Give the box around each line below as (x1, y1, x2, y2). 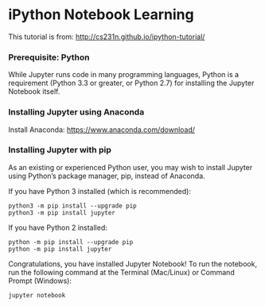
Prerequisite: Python (8, 52, 90, 63)
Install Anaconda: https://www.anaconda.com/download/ (8, 125, 196, 134)
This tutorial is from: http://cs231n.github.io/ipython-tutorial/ (8, 32, 205, 41)
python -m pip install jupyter (8, 245, 112, 253)
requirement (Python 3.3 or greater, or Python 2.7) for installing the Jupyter (8, 78, 255, 88)
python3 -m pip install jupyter (8, 208, 115, 216)
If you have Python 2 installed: (8, 223, 107, 232)
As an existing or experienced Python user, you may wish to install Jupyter (8, 162, 253, 172)
